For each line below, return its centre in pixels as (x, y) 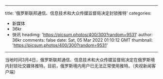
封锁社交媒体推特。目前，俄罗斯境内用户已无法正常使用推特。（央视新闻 (80, 66)
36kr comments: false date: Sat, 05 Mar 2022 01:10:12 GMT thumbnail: (82, 40)
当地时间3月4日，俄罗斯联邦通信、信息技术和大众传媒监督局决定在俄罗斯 (78, 60)
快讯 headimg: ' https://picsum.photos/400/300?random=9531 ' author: (82, 35)
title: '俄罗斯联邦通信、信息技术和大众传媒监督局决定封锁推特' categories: (78, 13)
